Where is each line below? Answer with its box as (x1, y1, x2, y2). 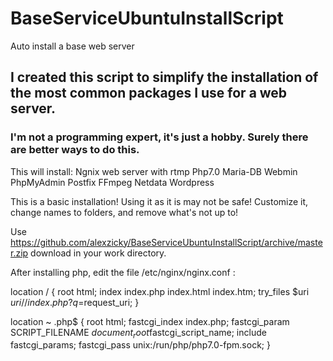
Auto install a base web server (10, 40, 135, 52)
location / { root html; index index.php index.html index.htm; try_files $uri (10, 285, 310, 297)
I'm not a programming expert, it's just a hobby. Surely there (10, 130, 309, 144)
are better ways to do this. (10, 143, 140, 157)
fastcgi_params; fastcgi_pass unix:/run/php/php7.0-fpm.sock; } (10, 339, 271, 351)
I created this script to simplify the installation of (10, 69, 319, 86)
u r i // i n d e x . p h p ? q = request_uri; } (10, 296, 140, 308)
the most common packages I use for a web (10, 85, 288, 102)
